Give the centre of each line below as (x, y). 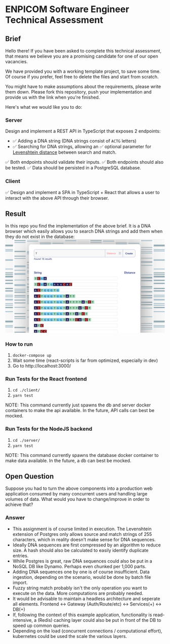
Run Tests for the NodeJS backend (49, 429)
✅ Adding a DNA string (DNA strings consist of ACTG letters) (74, 141)
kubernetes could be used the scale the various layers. (70, 636)
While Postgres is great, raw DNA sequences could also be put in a (82, 561)
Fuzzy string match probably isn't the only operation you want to (80, 588)
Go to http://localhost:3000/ (42, 366)
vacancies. (16, 61)
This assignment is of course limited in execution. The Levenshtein (82, 529)
